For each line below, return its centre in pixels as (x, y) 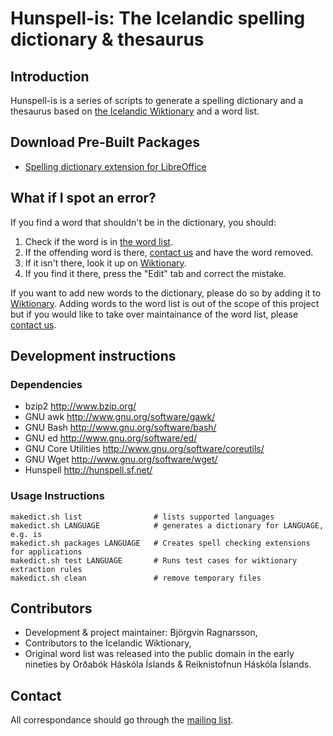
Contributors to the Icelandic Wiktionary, (108, 643)
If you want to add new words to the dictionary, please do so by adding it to (166, 293)
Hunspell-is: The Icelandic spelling (158, 18)
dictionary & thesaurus (107, 39)
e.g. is (26, 534)
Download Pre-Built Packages (105, 142)
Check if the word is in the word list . (98, 241)
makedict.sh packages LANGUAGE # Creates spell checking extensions (160, 543)
